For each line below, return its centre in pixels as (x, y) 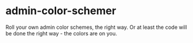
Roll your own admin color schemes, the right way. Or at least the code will (96, 27)
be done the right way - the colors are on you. (61, 33)
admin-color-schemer (61, 11)
